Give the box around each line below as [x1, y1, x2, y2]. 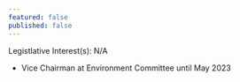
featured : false [8, 12, 68, 22]
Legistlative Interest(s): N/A [8, 45, 108, 56]
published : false [8, 21, 73, 30]
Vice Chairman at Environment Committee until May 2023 [20, 63, 231, 73]
